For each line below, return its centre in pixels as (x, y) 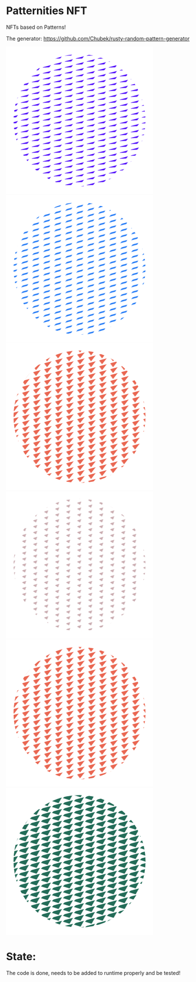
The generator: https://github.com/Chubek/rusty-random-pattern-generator (98, 38)
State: (21, 957)
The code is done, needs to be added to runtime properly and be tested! (93, 973)
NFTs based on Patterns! (36, 27)
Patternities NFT (47, 11)
